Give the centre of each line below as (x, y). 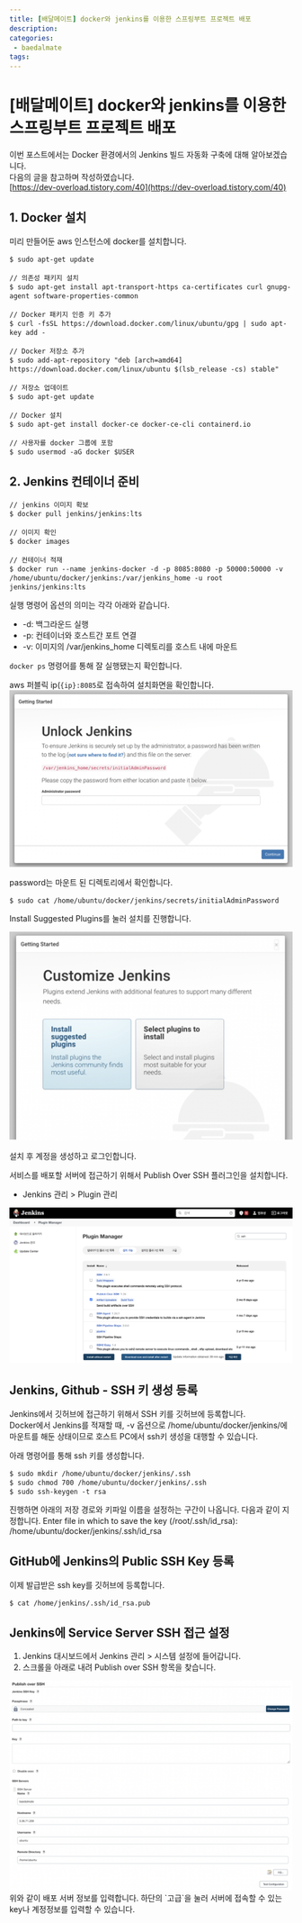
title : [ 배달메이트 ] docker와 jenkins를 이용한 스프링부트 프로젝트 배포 (130, 19)
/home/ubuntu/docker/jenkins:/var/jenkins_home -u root (116, 578)
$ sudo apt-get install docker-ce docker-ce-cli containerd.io (130, 424)
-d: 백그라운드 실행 (55, 624)
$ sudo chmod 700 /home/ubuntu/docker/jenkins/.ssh (108, 1483)
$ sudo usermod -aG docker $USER (72, 452)
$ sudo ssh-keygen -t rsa (58, 1492)
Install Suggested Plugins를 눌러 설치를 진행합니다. (100, 918)
